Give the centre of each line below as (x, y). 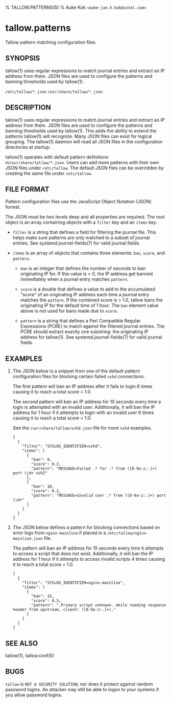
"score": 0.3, (46, 601)
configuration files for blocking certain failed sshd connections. (79, 377)
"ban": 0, (42, 460)
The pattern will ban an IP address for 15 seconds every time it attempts (88, 548)
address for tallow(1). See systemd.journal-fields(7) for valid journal (91, 337)
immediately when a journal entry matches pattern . (74, 279)
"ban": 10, (43, 487)
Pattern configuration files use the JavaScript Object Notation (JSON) (78, 202)
